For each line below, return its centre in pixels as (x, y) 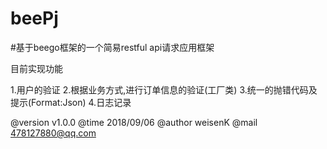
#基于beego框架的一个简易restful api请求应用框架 (112, 47)
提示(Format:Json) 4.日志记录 (71, 102)
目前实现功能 (36, 68)
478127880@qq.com (53, 133)
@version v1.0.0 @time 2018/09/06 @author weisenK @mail (134, 122)
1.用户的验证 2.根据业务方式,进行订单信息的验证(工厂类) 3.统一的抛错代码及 (164, 89)
